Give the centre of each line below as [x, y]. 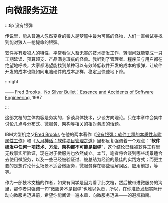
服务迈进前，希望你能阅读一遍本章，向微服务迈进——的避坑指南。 [86, 195]
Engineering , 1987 [24, 97]
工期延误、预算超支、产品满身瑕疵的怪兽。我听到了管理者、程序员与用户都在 [84, 59]
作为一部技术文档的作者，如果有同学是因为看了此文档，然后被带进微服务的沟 [84, 182]
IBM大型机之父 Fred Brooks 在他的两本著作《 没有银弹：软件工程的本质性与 [81, 134]
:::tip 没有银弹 [19, 25]
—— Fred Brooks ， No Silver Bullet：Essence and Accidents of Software [79, 92]
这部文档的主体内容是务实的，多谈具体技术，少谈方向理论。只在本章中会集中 [84, 117]
